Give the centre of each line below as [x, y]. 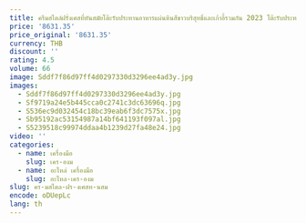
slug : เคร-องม [50, 162]
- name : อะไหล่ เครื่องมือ [56, 170]
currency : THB [36, 43]
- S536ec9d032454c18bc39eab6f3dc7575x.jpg [99, 111]
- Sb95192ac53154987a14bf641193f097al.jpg [99, 119]
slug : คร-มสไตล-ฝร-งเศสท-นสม [59, 188]
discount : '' [34, 52]
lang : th [26, 204]
